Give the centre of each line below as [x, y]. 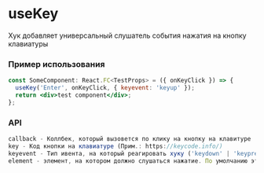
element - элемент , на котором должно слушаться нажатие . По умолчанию [128, 161]
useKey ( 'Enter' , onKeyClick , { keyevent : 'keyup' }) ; [105, 88]
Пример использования [57, 64]
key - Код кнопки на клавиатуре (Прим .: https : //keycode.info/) [115, 146]
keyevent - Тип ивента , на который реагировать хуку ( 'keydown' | [119, 153]
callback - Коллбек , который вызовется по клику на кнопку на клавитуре [130, 139]
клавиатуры [28, 43]
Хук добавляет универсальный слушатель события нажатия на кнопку [127, 35]
